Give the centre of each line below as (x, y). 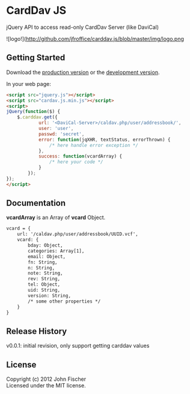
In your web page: (29, 84)
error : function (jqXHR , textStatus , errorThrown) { (104, 140)
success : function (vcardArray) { (80, 156)
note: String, (45, 273)
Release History (37, 331)
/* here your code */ (76, 162)
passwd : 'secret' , (61, 134)
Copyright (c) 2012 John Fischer (46, 379)
